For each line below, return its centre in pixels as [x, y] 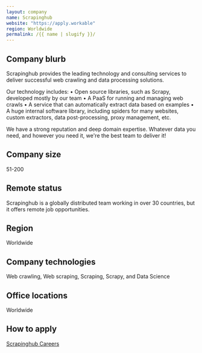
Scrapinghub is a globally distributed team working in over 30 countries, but [100, 203]
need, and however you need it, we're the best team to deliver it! [86, 135]
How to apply [32, 329]
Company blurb [36, 59]
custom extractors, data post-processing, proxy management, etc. [89, 117]
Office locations [37, 295]
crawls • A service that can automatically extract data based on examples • [100, 104]
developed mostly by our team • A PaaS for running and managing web [95, 98]
